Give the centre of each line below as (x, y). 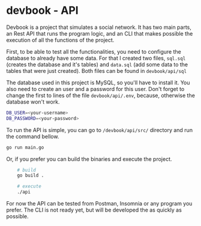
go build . (31, 175)
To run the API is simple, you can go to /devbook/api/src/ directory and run (100, 130)
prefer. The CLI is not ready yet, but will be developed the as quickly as (94, 210)
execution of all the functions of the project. (60, 40)
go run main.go (25, 147)
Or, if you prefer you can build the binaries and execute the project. (89, 159)
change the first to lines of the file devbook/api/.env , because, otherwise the (100, 95)
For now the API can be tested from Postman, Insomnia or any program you (99, 204)
